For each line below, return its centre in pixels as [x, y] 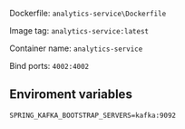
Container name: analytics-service [76, 48]
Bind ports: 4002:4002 [49, 66]
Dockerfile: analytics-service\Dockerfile [88, 13]
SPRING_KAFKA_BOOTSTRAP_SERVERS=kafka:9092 [93, 115]
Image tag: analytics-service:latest [79, 30]
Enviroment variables [71, 94]
